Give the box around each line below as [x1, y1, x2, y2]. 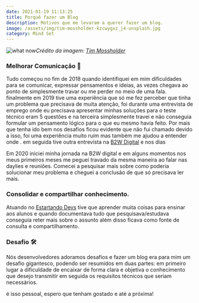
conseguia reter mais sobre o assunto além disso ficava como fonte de [6, 216, 180, 223]
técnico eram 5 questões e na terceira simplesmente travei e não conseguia [6, 113, 192, 121]
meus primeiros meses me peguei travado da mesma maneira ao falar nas [6, 156, 188, 163]
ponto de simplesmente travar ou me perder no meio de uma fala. [6, 88, 167, 95]
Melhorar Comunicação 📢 [6, 62, 81, 70]
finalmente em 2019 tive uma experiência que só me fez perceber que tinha [6, 94, 191, 102]
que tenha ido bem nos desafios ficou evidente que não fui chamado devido [6, 126, 193, 133]
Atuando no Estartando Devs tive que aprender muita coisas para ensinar [6, 203, 186, 211]
